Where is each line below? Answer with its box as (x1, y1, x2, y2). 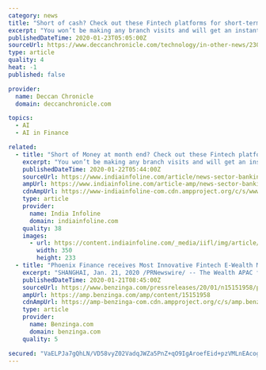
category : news (8, 11, 59, 20)
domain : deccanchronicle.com (15, 100, 112, 108)
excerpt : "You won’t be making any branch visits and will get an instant (8, 26, 260, 34)
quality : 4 (8, 56, 44, 64)
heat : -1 (8, 64, 37, 71)
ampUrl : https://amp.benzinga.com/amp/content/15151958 (22, 291, 211, 299)
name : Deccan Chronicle (15, 92, 93, 100)
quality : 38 (22, 224, 62, 233)
